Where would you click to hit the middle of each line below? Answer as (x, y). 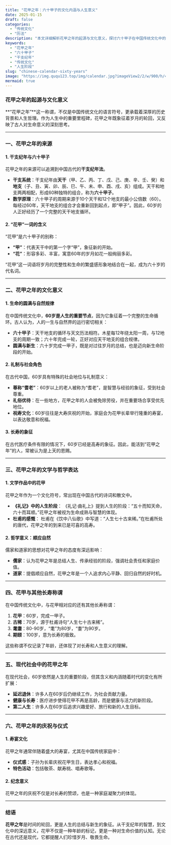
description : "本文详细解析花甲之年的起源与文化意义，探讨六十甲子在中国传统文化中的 (86, 39)
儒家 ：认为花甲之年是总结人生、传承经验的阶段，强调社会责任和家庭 (84, 561)
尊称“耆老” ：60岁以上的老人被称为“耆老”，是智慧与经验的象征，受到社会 (89, 387)
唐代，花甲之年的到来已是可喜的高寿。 (57, 525)
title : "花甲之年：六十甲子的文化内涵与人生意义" (52, 10)
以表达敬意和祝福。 (33, 419)
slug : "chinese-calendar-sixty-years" (46, 72)
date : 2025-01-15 (24, 15)
